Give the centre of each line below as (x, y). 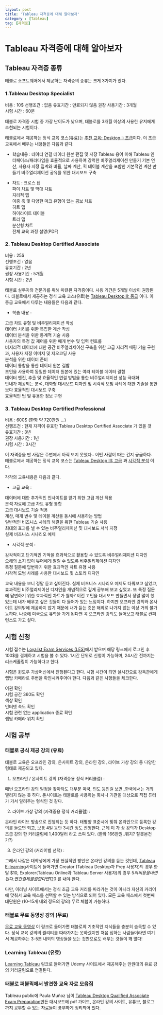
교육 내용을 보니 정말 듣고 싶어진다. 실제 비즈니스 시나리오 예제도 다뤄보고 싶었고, (81, 584)
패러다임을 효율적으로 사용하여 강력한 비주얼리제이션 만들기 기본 (90, 160)
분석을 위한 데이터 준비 (26, 359)
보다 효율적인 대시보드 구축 (30, 390)
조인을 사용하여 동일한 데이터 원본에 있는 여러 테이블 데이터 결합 (65, 371)
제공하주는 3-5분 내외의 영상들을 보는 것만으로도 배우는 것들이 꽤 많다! (76, 939)
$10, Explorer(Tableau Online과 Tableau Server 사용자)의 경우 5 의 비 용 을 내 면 (84, 873)
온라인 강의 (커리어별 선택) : (38, 850)
